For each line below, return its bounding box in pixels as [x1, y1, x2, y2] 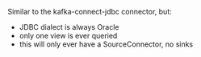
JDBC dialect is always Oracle [19, 22, 119, 31]
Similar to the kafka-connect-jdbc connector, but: [7, 7, 173, 16]
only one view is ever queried [19, 31, 118, 40]
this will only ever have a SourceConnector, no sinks [19, 39, 194, 49]
